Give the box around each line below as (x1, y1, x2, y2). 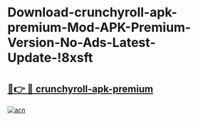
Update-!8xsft (7, 50, 93, 66)
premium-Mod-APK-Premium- (7, 19, 192, 36)
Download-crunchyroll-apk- (7, 4, 178, 21)
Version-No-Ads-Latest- (7, 35, 156, 51)
